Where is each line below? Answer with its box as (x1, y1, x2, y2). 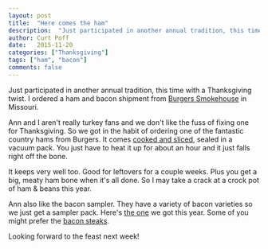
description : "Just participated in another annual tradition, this (8, 26, 245, 34)
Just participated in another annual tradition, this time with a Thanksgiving (8, 85, 252, 95)
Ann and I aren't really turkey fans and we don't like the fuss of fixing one (8, 117, 250, 127)
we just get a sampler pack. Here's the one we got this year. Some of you (8, 208, 249, 217)
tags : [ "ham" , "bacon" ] (8, 56, 88, 64)
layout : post (8, 11, 52, 20)
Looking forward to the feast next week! (8, 231, 140, 241)
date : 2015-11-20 (8, 41, 73, 49)
